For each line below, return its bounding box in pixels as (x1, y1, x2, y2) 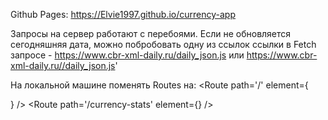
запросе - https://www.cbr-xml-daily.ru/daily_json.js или (10, 49, 245, 61)
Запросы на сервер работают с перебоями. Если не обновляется (10, 28, 292, 39)
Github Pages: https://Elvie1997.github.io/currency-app (10, 9, 237, 20)
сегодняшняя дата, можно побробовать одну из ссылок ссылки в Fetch (10, 39, 317, 50)
